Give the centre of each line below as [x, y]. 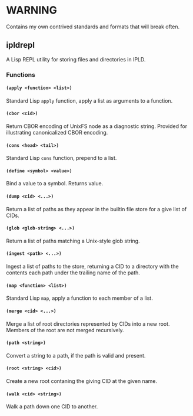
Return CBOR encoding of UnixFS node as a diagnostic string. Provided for [96, 126]
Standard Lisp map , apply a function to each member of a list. [79, 298]
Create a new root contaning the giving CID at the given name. [82, 381]
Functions [21, 74]
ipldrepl [21, 45]
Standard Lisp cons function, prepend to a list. [61, 158]
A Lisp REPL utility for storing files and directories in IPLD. [76, 59]
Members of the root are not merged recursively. [65, 330]
